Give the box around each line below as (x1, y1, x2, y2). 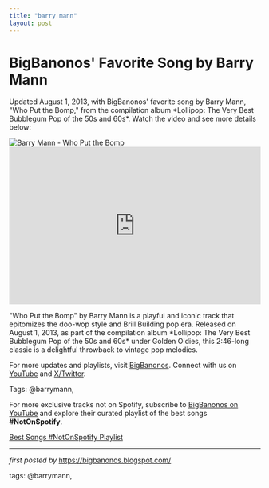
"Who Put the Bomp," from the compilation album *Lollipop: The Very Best (9, 106, 255, 115)
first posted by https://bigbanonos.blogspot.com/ (9, 455, 172, 465)
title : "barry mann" (9, 11, 78, 20)
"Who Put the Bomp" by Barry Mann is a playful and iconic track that (9, 311, 235, 321)
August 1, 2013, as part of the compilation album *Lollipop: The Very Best (9, 328, 251, 338)
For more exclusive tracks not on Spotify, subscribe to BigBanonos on (9, 400, 239, 410)
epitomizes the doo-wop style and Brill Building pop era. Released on (9, 319, 236, 329)
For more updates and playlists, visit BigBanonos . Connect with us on (9, 361, 237, 370)
